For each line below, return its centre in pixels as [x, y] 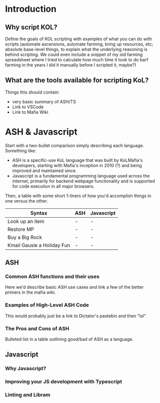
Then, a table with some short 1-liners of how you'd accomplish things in [78, 196]
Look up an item [26, 221]
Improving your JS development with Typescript [64, 382]
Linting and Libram [28, 395]
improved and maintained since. [44, 171]
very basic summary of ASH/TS [44, 101]
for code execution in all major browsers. [53, 186]
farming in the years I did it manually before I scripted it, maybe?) [71, 65]
